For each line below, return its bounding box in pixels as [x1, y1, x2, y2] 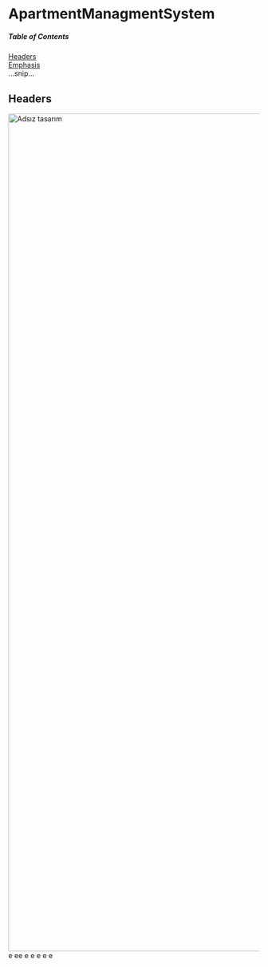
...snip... [8, 69, 34, 78]
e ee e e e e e [8, 950, 53, 960]
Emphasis [8, 61, 41, 70]
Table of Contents [8, 31, 69, 41]
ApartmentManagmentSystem [8, 5, 215, 23]
